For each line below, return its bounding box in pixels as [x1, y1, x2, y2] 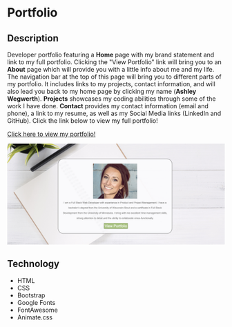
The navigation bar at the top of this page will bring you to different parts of [7, 72, 222, 81]
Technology [7, 258, 60, 270]
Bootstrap [17, 291, 46, 299]
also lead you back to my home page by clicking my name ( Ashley [7, 88, 197, 95]
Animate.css [17, 313, 53, 321]
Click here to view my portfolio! [7, 130, 96, 138]
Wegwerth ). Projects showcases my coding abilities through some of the [7, 95, 216, 103]
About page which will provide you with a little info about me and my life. [7, 66, 215, 73]
